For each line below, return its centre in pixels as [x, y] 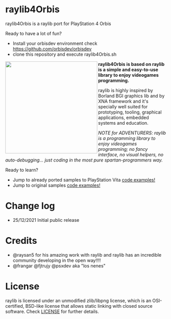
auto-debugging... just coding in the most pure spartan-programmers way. [84, 160]
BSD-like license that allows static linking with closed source [89, 306]
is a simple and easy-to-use [128, 70]
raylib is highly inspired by [126, 90]
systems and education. [124, 123]
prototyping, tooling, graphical [130, 112]
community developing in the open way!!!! [57, 260]
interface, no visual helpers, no [131, 154]
